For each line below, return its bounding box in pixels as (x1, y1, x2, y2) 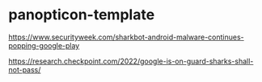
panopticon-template (8, 6, 155, 24)
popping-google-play (8, 40, 80, 50)
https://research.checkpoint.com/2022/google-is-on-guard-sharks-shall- (8, 56, 254, 66)
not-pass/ (8, 64, 41, 74)
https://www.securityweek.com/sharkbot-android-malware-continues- (8, 32, 244, 42)
